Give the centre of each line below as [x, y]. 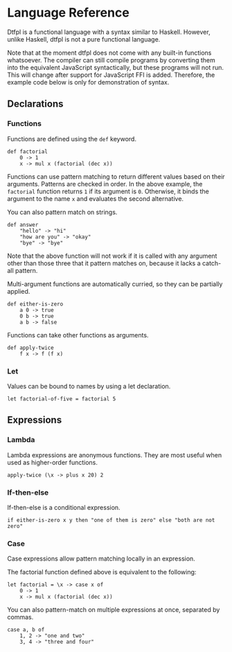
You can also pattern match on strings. [62, 212]
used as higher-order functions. [53, 462]
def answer [23, 224]
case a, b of [26, 630]
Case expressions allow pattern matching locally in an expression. [101, 558]
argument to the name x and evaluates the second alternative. [96, 198]
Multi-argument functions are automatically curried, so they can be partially [115, 284]
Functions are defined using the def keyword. [72, 139]
